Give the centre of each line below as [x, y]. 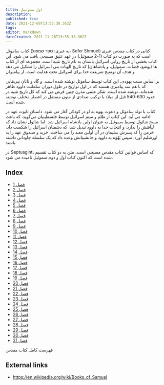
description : [19, 14]
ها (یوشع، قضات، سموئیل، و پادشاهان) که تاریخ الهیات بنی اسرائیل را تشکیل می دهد [81, 66]
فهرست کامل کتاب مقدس [29, 350]
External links [27, 365]
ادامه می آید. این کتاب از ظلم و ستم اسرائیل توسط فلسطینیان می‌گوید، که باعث [78, 116]
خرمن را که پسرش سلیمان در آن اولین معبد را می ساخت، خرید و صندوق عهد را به [80, 132]
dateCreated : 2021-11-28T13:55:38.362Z [46, 37]
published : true [22, 19]
